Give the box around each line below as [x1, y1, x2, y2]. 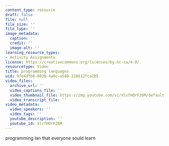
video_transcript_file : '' [10, 97, 67, 102]
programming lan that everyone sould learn [5, 135, 95, 141]
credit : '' [10, 41, 33, 46]
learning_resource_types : [5, 50, 60, 55]
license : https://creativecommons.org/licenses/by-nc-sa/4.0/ [5, 60, 140, 65]
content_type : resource [5, 7, 56, 13]
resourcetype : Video [5, 64, 49, 69]
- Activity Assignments [5, 54, 56, 60]
